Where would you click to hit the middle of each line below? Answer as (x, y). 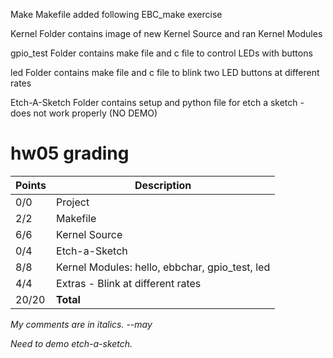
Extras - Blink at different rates (129, 283)
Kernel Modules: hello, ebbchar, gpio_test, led (163, 267)
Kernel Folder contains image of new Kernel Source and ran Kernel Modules (166, 33)
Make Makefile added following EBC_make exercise (116, 14)
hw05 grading (70, 153)
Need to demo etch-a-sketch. (71, 343)
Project (73, 202)
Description (163, 185)
